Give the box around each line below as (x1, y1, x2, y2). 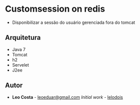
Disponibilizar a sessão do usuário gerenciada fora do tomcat (12, 19, 135, 25)
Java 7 (12, 46, 26, 52)
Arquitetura (5, 34, 41, 42)
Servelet (12, 62, 29, 68)
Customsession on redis (5, 3, 105, 15)
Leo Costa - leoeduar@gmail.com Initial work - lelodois (12, 94, 123, 100)
